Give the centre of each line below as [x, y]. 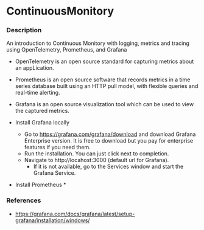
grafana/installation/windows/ [52, 220]
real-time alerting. [37, 93]
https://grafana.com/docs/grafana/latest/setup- [75, 214]
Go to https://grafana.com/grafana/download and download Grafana [110, 134]
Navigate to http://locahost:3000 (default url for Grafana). [97, 160]
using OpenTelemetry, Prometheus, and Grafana [67, 50]
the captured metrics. [42, 111]
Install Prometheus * [40, 185]
